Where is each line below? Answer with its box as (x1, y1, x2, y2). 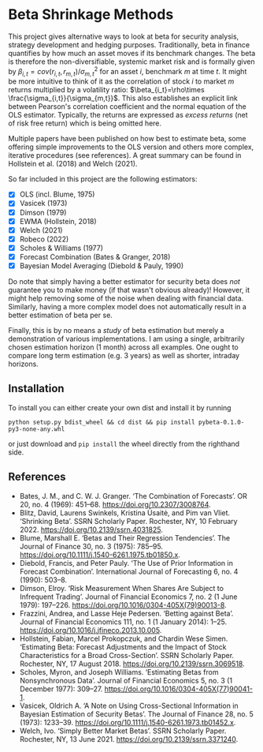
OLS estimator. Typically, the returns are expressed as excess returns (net (8, 110, 248, 120)
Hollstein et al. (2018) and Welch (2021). (8, 159, 138, 169)
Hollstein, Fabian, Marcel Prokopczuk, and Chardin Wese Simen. (19, 634, 228, 643)
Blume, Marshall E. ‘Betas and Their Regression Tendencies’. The (19, 533, 231, 542)
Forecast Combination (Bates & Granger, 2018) (19, 252, 171, 261)
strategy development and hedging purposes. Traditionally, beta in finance (8, 39, 250, 49)
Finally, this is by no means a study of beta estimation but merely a (8, 325, 224, 335)
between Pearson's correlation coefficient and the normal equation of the (8, 102, 246, 111)
